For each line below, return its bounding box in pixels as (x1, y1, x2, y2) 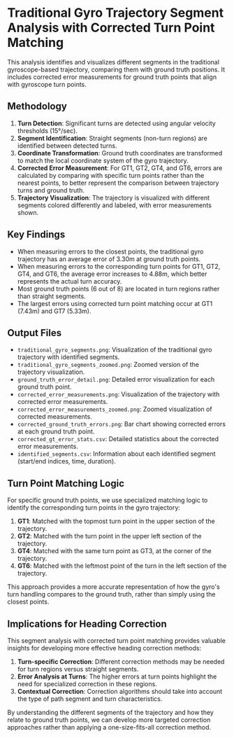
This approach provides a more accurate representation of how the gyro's (7, 583, 220, 591)
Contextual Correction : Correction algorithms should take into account (17, 688, 223, 695)
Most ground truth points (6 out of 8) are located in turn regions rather (17, 284, 220, 293)
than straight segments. (17, 292, 86, 300)
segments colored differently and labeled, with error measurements (17, 201, 212, 209)
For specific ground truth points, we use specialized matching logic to (7, 496, 208, 505)
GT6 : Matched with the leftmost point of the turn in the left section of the (17, 562, 227, 570)
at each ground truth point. (17, 427, 95, 436)
